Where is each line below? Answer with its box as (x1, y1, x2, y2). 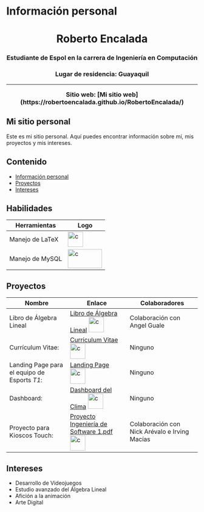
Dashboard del (69, 386, 112, 394)
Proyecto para (9, 423, 50, 432)
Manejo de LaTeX (9, 235, 59, 244)
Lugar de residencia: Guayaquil (55, 70, 149, 78)
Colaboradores (140, 299, 185, 308)
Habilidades (6, 203, 53, 214)
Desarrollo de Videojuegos (15, 479, 82, 487)
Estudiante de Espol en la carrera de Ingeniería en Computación (6, 53, 198, 62)
